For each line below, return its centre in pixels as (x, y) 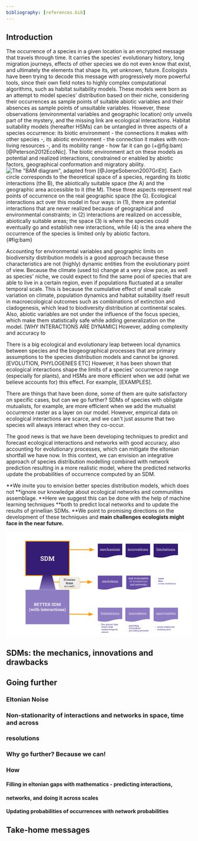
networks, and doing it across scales (52, 798)
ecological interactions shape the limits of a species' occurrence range (92, 370)
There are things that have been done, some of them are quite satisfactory (97, 394)
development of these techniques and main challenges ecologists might (95, 517)
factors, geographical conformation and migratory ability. (76, 164)
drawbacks (27, 662)
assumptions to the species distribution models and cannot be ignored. (92, 357)
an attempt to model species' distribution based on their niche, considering (98, 95)
